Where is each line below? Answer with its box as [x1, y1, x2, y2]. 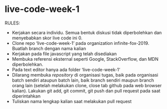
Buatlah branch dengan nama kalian [11, 45, 86, 51]
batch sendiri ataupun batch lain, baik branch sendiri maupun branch [11, 77, 154, 83]
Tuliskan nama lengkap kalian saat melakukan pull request [11, 98, 132, 104]
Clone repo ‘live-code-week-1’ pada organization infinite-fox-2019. [11, 40, 149, 46]
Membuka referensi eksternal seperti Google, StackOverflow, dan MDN [11, 56, 158, 62]
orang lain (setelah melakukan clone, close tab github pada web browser [11, 82, 162, 88]
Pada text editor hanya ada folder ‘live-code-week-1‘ [11, 66, 120, 73]
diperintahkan [11, 93, 41, 99]
